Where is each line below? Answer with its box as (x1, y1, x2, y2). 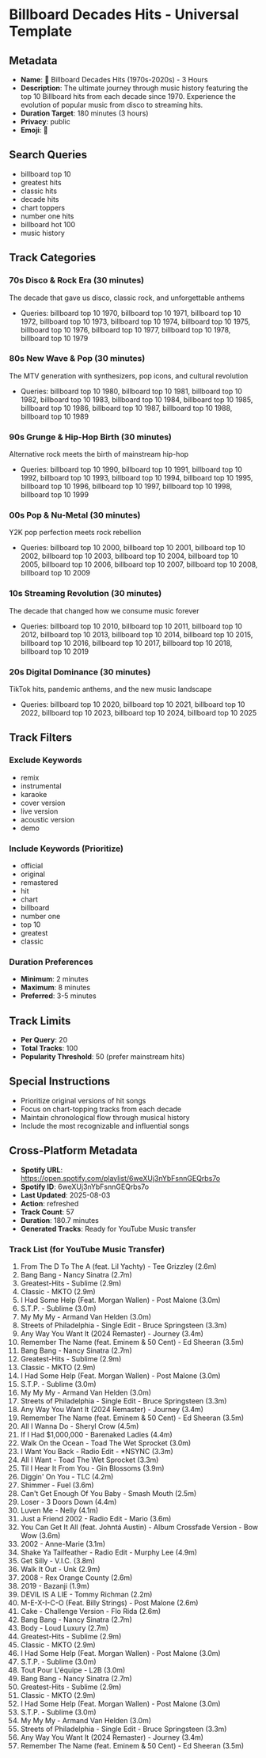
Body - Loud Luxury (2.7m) (20, 1623, 109, 1632)
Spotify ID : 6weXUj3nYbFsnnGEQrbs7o (20, 1182, 150, 1191)
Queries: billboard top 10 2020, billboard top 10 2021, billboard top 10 (20, 699, 245, 709)
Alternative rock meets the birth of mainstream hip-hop (9, 450, 189, 459)
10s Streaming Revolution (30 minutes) (9, 588, 162, 599)
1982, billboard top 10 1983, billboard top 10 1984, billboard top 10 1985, (20, 394, 253, 404)
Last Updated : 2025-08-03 (20, 1190, 111, 1200)
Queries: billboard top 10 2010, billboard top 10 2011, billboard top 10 (20, 621, 242, 631)
